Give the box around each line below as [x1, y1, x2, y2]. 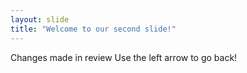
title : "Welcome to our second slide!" [10, 24, 177, 34]
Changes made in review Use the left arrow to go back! [10, 51, 238, 63]
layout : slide [10, 14, 70, 25]
